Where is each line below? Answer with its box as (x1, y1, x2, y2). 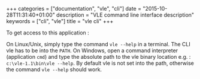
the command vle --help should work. (6, 66, 102, 73)
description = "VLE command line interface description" (56, 11, 195, 18)
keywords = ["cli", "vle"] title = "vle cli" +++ (6, 18, 114, 24)
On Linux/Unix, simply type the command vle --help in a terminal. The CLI (6, 41, 190, 48)
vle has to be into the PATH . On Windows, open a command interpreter (6, 47, 178, 54)
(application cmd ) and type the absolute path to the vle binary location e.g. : (6, 53, 191, 60)
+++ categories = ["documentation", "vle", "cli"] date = (6, 5, 142, 12)
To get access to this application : (6, 29, 90, 36)
